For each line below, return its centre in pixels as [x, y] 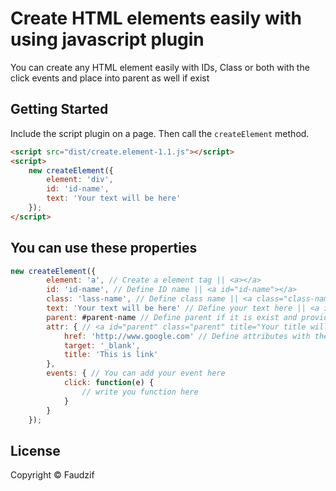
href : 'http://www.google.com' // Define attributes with [187, 336]
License [35, 450]
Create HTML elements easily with [156, 18]
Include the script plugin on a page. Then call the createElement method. [160, 133]
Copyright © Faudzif [52, 475]
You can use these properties [104, 248]
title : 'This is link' [111, 355]
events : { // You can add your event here [136, 373]
